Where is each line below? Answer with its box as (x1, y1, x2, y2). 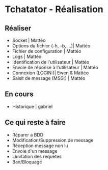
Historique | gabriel (12, 103, 53, 109)
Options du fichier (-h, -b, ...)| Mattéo (12, 43, 91, 49)
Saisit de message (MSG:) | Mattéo (12, 75, 86, 81)
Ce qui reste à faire (5, 118, 66, 127)
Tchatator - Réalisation (5, 4, 104, 15)
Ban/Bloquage (12, 159, 42, 165)
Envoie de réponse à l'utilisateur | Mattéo (12, 65, 98, 70)
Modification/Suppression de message (12, 137, 94, 143)
